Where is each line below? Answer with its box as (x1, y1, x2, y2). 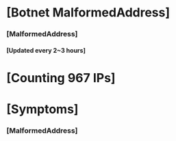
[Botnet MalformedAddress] (6, 5, 171, 21)
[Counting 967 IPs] (6, 70, 116, 86)
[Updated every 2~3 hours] (6, 46, 86, 54)
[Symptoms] (6, 101, 79, 117)
